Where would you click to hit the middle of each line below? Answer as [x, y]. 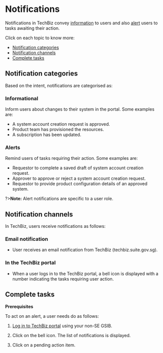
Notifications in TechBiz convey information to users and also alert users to [81, 23]
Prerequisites [19, 306]
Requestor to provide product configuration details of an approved [80, 184]
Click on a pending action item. [44, 345]
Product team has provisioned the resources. [58, 130]
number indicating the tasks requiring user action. [63, 279]
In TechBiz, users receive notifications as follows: [55, 226]
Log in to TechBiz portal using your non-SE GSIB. [62, 326]
